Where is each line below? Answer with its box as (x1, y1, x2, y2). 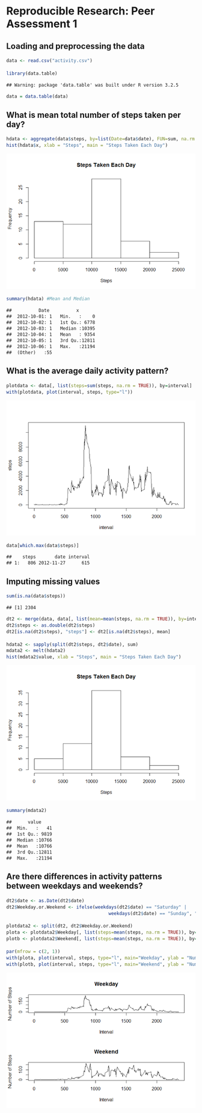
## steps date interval (6, 554, 90, 560)
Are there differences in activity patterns (6, 872, 162, 882)
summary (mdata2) (6, 808, 47, 814)
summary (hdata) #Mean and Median (6, 296, 90, 302)
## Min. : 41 (6, 825, 52, 831)
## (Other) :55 (6, 349, 52, 356)
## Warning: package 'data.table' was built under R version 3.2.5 (6, 82, 179, 88)
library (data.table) (6, 70, 58, 76)
